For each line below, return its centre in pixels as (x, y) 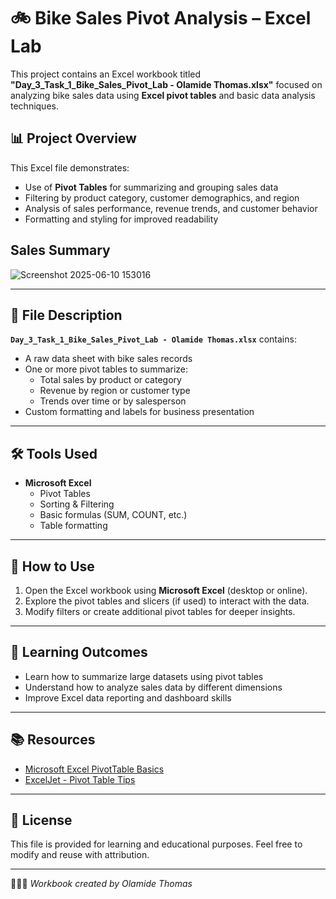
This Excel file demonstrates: (70, 167)
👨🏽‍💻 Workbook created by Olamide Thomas (101, 884)
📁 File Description (66, 315)
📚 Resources (53, 740)
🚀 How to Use (52, 566)
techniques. (34, 106)
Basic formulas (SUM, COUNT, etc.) (113, 515)
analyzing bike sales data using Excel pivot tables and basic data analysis (163, 95)
